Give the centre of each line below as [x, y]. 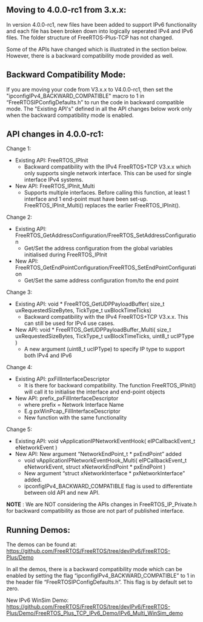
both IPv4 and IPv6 [48, 356]
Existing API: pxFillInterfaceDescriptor [62, 379]
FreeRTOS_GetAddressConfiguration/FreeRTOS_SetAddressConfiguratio [105, 235]
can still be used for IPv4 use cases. [69, 323]
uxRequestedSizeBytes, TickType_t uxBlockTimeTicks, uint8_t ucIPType [105, 336]
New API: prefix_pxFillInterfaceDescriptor [67, 398]
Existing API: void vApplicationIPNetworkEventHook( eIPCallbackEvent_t [105, 441]
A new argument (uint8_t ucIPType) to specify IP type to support [104, 349]
